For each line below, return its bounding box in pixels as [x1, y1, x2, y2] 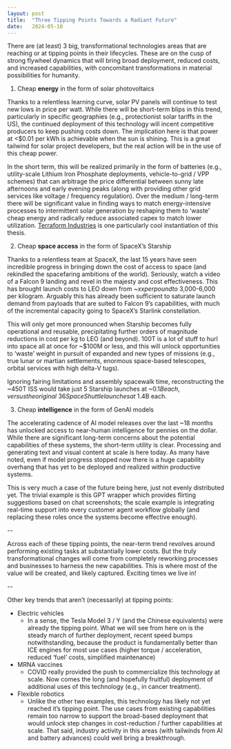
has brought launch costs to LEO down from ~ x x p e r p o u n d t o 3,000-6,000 [7, 284, 216, 293]
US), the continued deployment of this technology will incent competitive [7, 120, 214, 128]
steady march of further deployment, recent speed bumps [27, 631, 193, 639]
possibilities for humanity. [7, 71, 81, 79]
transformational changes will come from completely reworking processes [7, 554, 219, 563]
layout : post [7, 10, 45, 17]
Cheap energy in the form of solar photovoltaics [17, 84, 154, 93]
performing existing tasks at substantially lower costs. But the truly [7, 547, 197, 556]
